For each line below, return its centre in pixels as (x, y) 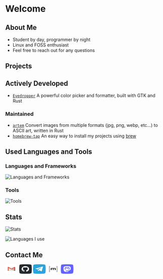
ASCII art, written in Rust (38, 130)
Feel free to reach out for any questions (53, 50)
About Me (21, 28)
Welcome (25, 9)
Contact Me (24, 255)
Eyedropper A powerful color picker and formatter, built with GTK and (84, 96)
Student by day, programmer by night (51, 39)
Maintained (19, 114)
